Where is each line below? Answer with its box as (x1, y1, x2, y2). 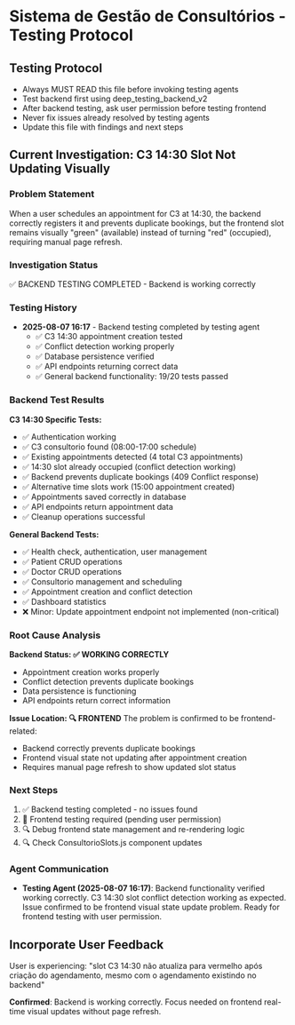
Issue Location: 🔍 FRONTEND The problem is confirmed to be (9, 712, 240, 723)
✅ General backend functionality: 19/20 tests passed (35, 371, 229, 382)
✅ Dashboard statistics (21, 596, 107, 607)
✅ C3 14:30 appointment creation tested (35, 331, 184, 342)
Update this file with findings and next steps (21, 122, 184, 132)
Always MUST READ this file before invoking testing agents (21, 84, 239, 94)
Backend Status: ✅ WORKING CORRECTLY (9, 648, 170, 659)
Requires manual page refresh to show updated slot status (21, 761, 237, 772)
